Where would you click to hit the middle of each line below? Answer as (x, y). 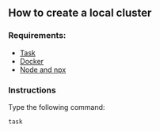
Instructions (32, 90)
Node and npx (43, 70)
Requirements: (37, 36)
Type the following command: (57, 107)
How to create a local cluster (80, 13)
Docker (32, 61)
